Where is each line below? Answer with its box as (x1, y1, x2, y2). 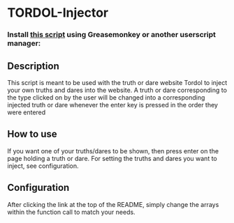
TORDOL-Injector (7, 5, 109, 21)
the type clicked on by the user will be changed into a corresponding (7, 93, 205, 102)
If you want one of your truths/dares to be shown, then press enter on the (7, 146, 219, 155)
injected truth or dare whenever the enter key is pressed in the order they (7, 100, 219, 109)
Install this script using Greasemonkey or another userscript (7, 30, 217, 40)
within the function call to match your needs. (7, 208, 136, 216)
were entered (7, 108, 46, 116)
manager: (7, 38, 41, 48)
